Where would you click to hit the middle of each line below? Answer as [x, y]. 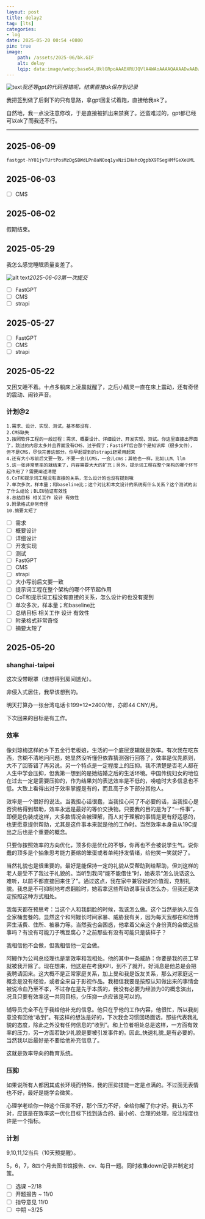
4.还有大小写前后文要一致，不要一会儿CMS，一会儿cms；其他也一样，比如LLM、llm [96, 459]
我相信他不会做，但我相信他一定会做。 [54, 945]
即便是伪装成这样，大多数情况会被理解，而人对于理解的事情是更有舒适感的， [103, 816]
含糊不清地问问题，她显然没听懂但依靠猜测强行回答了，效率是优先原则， [108, 757]
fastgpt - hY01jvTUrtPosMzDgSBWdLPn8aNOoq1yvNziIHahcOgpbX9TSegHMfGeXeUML [101, 160]
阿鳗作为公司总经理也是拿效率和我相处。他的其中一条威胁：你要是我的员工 [100, 958]
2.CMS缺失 [18, 432]
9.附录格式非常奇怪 [27, 504]
